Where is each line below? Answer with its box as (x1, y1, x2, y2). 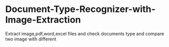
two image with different (5, 36, 57, 42)
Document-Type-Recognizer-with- (5, 3, 156, 15)
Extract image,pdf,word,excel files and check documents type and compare (5, 30, 164, 36)
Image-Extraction (5, 14, 81, 25)
